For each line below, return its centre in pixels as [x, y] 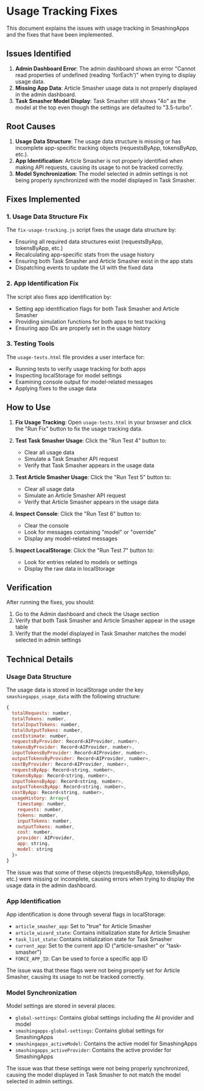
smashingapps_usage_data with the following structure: [74, 696]
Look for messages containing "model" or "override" [90, 532]
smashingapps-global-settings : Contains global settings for [90, 1031]
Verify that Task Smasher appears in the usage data [89, 465]
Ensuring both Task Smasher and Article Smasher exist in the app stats [104, 261]
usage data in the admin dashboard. [51, 885]
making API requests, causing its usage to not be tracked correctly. [99, 167]
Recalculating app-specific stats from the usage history [85, 255]
